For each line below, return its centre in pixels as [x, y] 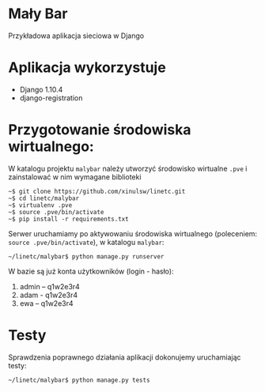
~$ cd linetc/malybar [44, 198]
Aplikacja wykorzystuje [87, 68]
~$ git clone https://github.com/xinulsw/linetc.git [97, 191]
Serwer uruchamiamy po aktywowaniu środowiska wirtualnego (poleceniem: [133, 233]
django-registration [51, 98]
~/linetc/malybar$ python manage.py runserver [86, 256]
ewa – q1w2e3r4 [46, 303]
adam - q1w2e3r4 [49, 295]
